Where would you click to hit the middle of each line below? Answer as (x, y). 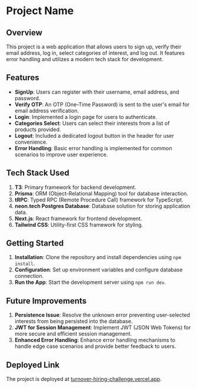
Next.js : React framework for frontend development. (78, 218)
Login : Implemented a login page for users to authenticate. (86, 117)
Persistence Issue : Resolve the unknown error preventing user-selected (102, 315)
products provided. (38, 129)
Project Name (40, 11)
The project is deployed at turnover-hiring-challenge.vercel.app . (84, 379)
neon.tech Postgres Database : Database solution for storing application (102, 206)
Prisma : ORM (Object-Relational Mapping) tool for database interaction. (101, 193)
